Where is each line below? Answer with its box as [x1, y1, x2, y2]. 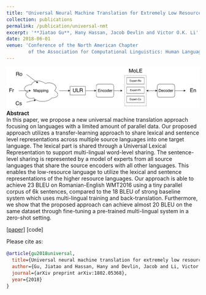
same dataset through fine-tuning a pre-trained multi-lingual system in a [6, 208, 189, 215]
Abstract [6, 109, 29, 117]
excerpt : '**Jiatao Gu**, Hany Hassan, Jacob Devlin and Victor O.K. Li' [6, 29, 199, 36]
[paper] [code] [6, 226, 44, 234]
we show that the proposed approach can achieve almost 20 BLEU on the [6, 201, 193, 208]
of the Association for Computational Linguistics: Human [28, 49, 180, 55]
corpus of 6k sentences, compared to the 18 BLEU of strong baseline [6, 188, 181, 195]
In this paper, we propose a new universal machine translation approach [6, 116, 188, 124]
